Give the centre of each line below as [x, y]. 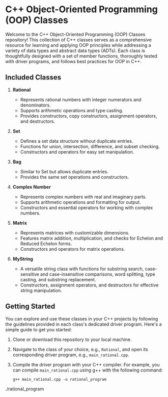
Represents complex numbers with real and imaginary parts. [83, 197]
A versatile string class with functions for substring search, [82, 269]
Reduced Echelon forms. [46, 244]
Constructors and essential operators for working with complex [87, 207]
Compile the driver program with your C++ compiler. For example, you [86, 364]
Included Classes [33, 77]
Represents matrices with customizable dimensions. [75, 232]
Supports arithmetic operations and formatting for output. [80, 202]
